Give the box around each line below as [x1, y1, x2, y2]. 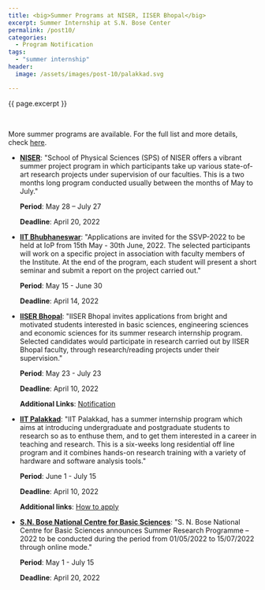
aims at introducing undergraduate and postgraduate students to [19, 422, 230, 432]
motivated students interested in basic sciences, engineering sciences [19, 320, 249, 329]
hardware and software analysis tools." [19, 456, 147, 466]
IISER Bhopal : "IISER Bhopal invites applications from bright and [19, 311, 228, 321]
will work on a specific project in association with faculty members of [19, 249, 245, 258]
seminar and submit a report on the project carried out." [19, 265, 201, 275]
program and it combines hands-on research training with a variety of [19, 447, 246, 457]
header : [8, 63, 34, 71]
